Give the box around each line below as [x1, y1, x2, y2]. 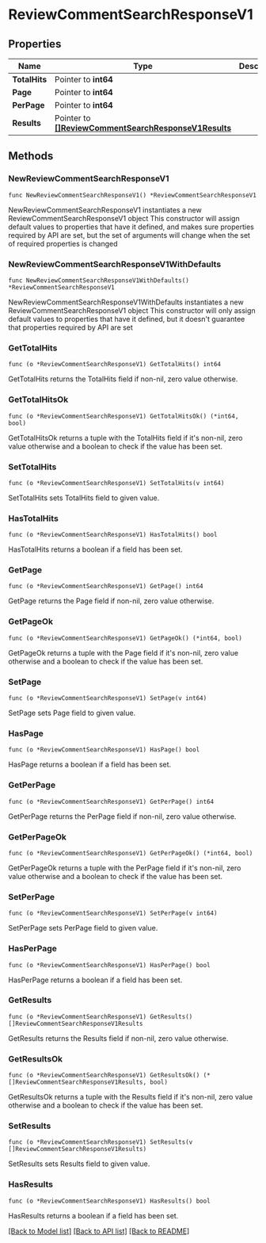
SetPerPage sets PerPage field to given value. [8, 924, 158, 933]
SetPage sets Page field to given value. [8, 708, 136, 718]
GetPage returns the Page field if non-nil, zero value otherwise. [8, 596, 215, 606]
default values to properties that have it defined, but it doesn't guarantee [8, 314, 245, 323]
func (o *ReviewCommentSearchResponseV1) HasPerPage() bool [8, 961, 211, 969]
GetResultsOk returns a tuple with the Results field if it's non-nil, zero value [8, 1092, 253, 1102]
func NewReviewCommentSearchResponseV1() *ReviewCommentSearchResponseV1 [8, 191, 257, 199]
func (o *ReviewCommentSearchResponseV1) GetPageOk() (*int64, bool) [8, 634, 243, 642]
